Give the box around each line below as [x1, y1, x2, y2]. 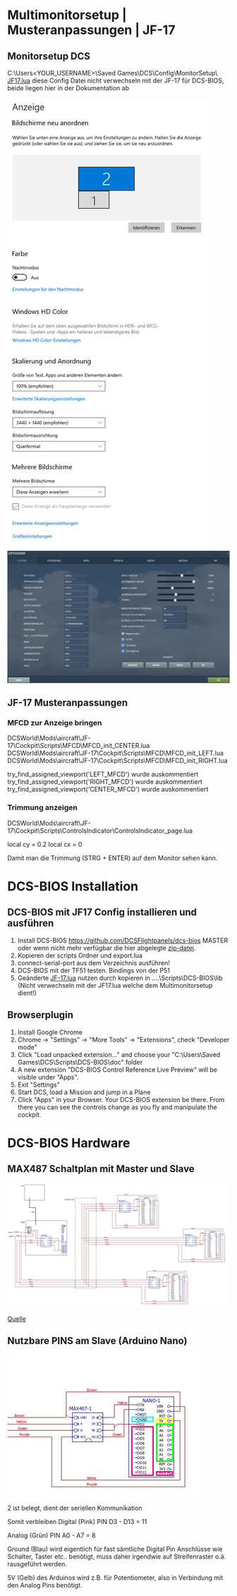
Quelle [7, 1314, 27, 1323]
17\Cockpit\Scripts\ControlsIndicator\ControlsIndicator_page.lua [7, 826, 193, 835]
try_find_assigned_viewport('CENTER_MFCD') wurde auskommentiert [7, 785, 209, 794]
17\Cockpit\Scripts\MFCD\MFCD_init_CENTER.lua [7, 742, 150, 750]
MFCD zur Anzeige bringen [7, 718, 102, 728]
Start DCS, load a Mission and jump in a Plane [17, 1087, 151, 1096]
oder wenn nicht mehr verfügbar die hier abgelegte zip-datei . [17, 943, 196, 952]
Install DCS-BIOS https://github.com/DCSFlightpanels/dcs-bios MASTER [17, 936, 229, 945]
